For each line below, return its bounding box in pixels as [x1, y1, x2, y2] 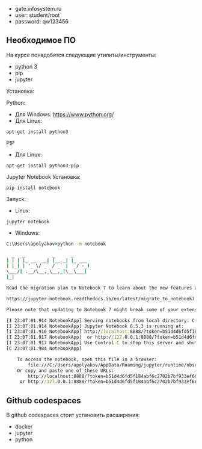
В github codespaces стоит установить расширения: [6, 412, 140, 419]
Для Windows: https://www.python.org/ [14, 111, 114, 118]
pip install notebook [6, 185, 61, 191]
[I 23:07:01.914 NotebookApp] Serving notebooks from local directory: [6, 317, 189, 324]
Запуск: [6, 195, 26, 202]
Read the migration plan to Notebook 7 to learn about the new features [6, 285, 192, 291]
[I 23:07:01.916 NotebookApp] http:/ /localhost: [6, 329, 130, 335]
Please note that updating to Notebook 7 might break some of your [6, 306, 179, 312]
